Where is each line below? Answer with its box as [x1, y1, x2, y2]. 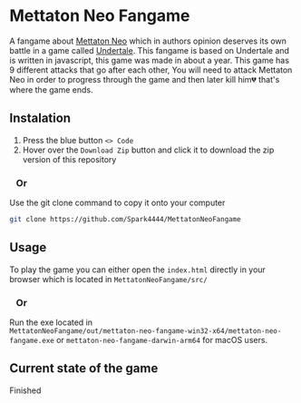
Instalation [9, 111, 71, 126]
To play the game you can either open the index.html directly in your [9, 264, 266, 275]
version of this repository [22, 153, 117, 164]
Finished [9, 385, 42, 396]
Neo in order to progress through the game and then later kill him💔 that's [9, 74, 280, 84]
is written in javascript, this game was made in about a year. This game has [9, 54, 290, 65]
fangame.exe [9, 337, 54, 346]
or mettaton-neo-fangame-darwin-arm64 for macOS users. [55, 335, 268, 346]
